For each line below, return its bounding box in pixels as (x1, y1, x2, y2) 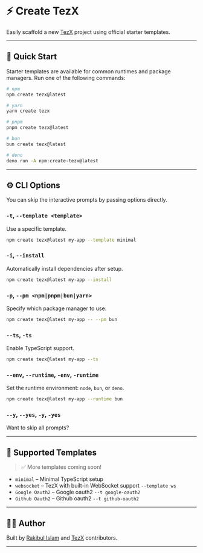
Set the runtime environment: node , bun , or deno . (6, 385, 124, 392)
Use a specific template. (6, 225, 67, 233)
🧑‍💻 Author (6, 518, 46, 528)
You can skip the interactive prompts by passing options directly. (6, 196, 167, 204)
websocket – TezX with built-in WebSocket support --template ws (14, 482, 176, 489)
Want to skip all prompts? (6, 424, 69, 431)
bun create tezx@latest (6, 141, 66, 147)
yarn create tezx (6, 108, 50, 114)
